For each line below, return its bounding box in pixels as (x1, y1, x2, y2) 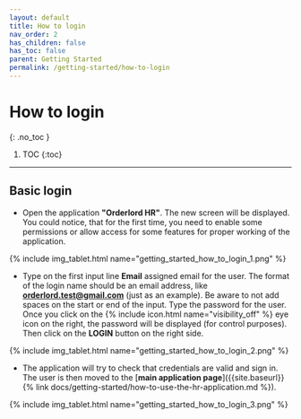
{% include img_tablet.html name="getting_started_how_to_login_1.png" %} (9, 253, 287, 264)
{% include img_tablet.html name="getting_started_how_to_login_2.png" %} (9, 345, 289, 355)
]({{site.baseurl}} (222, 371, 285, 382)
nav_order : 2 (9, 30, 58, 39)
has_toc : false (9, 47, 66, 56)
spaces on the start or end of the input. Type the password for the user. (21, 299, 287, 310)
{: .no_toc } (9, 131, 50, 142)
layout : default (9, 13, 70, 22)
